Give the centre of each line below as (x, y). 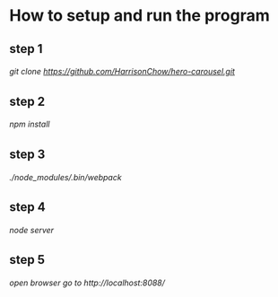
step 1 (26, 49)
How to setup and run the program (140, 16)
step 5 (27, 260)
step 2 (27, 101)
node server (32, 230)
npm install (30, 124)
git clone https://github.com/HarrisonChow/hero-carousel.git (122, 72)
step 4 (28, 207)
